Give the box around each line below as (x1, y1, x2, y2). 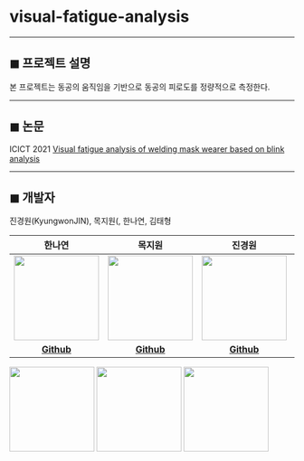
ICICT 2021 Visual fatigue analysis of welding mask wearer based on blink (9, 143, 285, 155)
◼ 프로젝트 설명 (9, 56, 91, 71)
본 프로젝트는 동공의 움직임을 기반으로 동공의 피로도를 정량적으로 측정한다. (9, 81, 271, 92)
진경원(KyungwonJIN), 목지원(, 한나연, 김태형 (9, 215, 172, 227)
